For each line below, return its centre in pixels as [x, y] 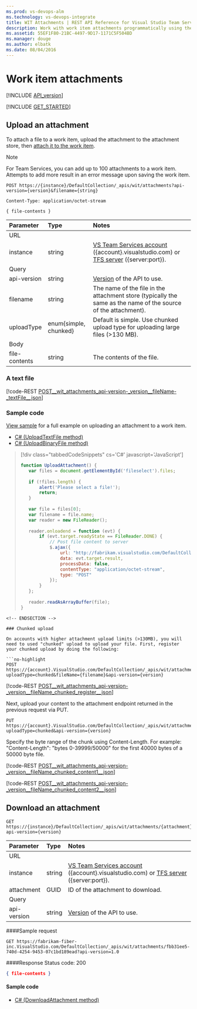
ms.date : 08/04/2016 [31, 50]
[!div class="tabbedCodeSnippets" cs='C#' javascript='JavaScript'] [102, 455]
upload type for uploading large [136, 327]
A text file [20, 378]
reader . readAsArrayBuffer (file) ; [69, 602]
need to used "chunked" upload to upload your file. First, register [93, 644]
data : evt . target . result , [92, 558]
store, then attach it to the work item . [51, 145]
